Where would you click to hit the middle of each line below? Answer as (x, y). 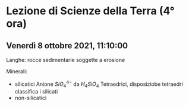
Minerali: (17, 71)
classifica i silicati (36, 92)
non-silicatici (31, 98)
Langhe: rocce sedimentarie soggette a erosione (66, 60)
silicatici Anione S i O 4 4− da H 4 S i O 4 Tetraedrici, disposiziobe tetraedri (99, 84)
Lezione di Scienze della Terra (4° (91, 11)
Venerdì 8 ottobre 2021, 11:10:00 (67, 46)
